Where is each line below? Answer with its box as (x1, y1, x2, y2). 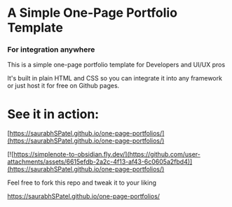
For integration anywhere (7, 45, 95, 55)
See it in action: (7, 106, 100, 122)
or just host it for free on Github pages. (7, 82, 120, 90)
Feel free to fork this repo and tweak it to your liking (7, 178, 156, 187)
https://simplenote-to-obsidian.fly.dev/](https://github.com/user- (13, 150, 201, 159)
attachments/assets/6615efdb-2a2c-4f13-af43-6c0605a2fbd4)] (7, 157, 193, 166)
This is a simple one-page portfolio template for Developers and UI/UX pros (7, 61, 226, 69)
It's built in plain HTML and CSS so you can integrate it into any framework (7, 74, 223, 83)
